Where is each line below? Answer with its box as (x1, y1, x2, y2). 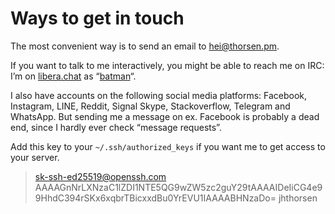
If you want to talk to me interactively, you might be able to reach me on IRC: (10, 59, 325, 71)
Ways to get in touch (10, 7, 185, 30)
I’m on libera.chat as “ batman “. (10, 70, 137, 82)
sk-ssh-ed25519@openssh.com (34, 170, 167, 182)
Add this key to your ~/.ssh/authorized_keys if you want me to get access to (10, 140, 326, 152)
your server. (10, 151, 60, 163)
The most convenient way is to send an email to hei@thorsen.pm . (10, 40, 280, 52)
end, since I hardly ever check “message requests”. (10, 121, 222, 133)
